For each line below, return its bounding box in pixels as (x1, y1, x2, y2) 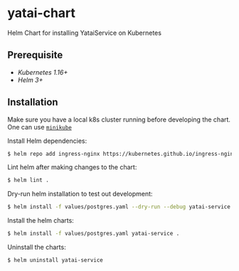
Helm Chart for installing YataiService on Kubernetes (7, 28, 162, 37)
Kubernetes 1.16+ (17, 68, 68, 76)
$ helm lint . (7, 176, 50, 184)
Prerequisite (7, 49, 63, 61)
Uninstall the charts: (7, 243, 66, 252)
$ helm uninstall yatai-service (7, 257, 103, 264)
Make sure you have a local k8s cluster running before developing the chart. (7, 115, 231, 124)
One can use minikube (7, 122, 73, 131)
